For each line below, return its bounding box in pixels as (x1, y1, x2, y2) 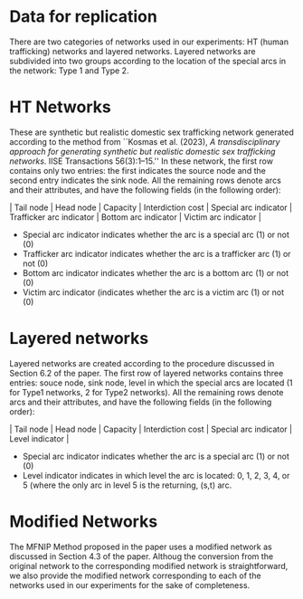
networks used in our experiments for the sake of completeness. (9, 579, 251, 590)
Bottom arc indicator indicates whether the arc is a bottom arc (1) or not (22, 267, 289, 278)
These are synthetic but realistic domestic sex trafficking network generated (9, 127, 294, 138)
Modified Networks (9, 511, 158, 531)
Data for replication (9, 6, 158, 27)
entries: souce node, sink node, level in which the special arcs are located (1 (9, 377, 293, 388)
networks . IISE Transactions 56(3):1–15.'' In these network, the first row (9, 156, 274, 166)
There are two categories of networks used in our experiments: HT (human (9, 36, 289, 47)
